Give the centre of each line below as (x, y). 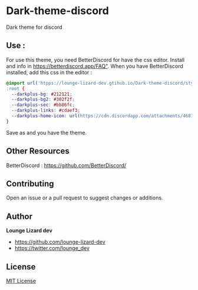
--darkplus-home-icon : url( (46, 116)
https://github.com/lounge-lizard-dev (60, 242)
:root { (16, 89)
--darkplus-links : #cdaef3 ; (46, 111)
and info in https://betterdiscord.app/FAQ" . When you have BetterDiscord (95, 66)
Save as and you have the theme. (47, 132)
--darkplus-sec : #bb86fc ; (43, 105)
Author (19, 216)
